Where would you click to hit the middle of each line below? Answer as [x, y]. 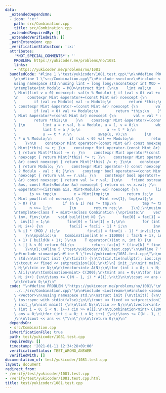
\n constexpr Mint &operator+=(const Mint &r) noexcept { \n [81, 97]
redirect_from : [21, 369]
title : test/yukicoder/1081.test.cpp [44, 383]
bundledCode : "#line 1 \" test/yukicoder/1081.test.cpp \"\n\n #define [82, 74]
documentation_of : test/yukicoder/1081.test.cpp [56, 360]
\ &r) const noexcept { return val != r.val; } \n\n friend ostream [88, 180]
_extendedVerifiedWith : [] [37, 38]
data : [11, 10]
